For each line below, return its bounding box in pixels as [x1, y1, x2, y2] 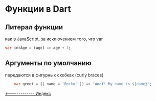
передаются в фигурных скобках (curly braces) [5, 72, 104, 78]
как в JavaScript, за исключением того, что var [5, 36, 103, 42]
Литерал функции [5, 23, 63, 31]
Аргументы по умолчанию [5, 59, 91, 67]
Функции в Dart [5, 3, 71, 15]
